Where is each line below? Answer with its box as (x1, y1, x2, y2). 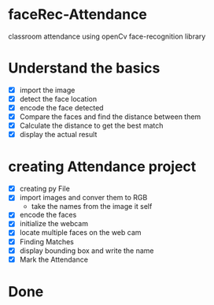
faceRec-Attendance (8, 6, 148, 24)
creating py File (19, 184, 71, 194)
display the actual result (19, 130, 98, 139)
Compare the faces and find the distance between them (19, 112, 201, 121)
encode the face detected (19, 103, 104, 112)
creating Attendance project (8, 158, 197, 176)
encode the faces (19, 210, 77, 220)
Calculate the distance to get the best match (19, 121, 164, 131)
